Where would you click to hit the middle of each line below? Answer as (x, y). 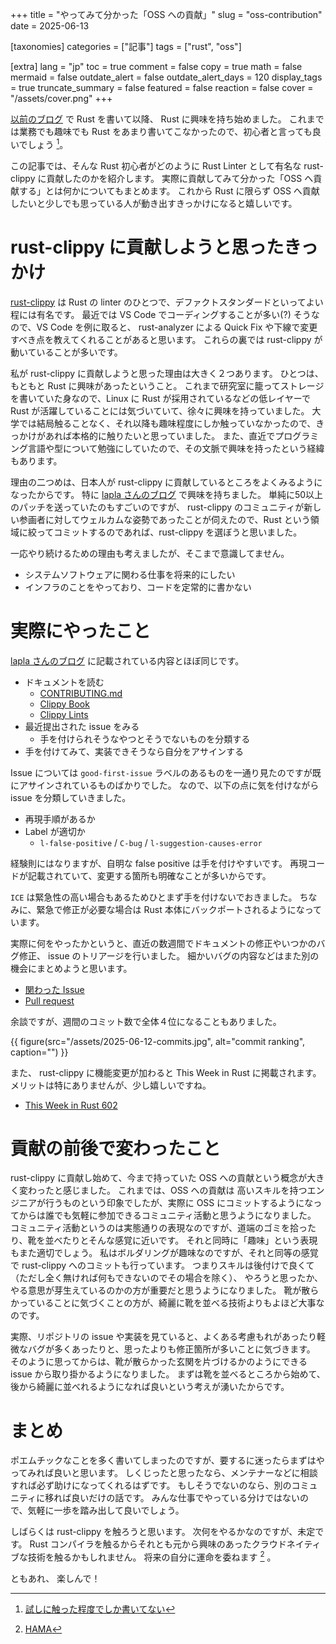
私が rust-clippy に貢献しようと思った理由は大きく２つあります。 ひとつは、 (167, 373)
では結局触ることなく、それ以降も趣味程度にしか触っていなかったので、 (167, 423)
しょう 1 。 (48, 143)
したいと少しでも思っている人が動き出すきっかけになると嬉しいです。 (154, 203)
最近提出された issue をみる (82, 726)
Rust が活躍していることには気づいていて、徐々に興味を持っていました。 (160, 410)
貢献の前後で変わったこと (116, 1148)
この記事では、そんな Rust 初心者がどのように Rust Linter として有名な (156, 165)
